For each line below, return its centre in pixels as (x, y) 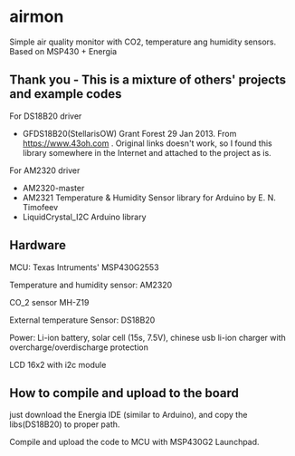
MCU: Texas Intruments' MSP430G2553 (85, 267)
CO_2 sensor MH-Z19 (49, 302)
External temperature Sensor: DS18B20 (82, 320)
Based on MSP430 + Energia (63, 51)
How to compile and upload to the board (124, 393)
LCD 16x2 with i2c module (58, 364)
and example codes (66, 94)
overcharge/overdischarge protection (79, 347)
